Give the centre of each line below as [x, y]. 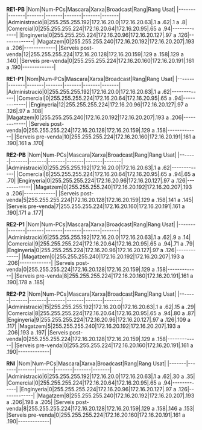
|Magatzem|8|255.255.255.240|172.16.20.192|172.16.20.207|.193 [115, 396]
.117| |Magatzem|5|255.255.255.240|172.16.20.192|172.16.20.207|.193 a [93, 326]
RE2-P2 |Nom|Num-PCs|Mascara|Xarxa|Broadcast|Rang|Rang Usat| [91, 294]
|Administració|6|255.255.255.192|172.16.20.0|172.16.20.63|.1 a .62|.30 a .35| [101, 376]
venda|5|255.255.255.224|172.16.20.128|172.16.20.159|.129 [78, 200]
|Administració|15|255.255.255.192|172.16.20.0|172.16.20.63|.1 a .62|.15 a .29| [101, 307]
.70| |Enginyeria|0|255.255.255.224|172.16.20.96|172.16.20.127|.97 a [90, 181]
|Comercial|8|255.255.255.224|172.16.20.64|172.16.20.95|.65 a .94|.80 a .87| [101, 313]
